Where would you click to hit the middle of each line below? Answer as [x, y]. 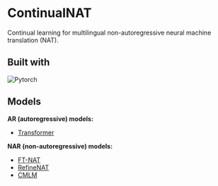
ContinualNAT [50, 13]
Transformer [36, 132]
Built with [29, 63]
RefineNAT [33, 167]
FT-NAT [29, 160]
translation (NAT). [33, 40]
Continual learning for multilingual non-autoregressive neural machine [109, 33]
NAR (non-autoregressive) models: [60, 146]
